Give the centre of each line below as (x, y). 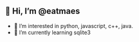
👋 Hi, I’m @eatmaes (42, 11)
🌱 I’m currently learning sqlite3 (52, 32)
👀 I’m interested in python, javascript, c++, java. (73, 26)
